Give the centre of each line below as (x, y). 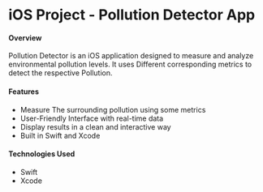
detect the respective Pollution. (60, 73)
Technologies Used (42, 154)
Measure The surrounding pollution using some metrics (113, 109)
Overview (25, 37)
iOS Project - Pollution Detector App (132, 15)
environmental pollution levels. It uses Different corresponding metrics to (130, 64)
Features (24, 92)
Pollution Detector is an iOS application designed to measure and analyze (131, 56)
